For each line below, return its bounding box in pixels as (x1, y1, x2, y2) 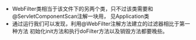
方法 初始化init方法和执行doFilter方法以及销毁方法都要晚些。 (17, 27, 168, 35)
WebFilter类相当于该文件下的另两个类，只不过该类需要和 (12, 5, 154, 12)
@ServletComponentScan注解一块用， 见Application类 (12, 13, 150, 20)
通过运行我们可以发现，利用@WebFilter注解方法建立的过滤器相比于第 (12, 20, 185, 27)
